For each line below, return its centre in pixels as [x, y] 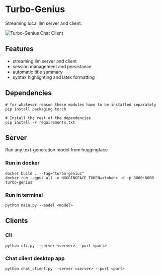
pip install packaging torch [36, 109]
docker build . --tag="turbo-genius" [45, 173]
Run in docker [22, 163]
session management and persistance [52, 66]
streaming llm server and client [45, 61]
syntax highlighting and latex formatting [54, 77]
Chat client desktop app [35, 258]
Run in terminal [24, 195]
